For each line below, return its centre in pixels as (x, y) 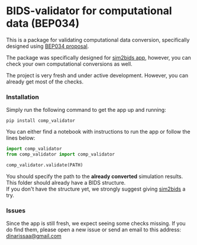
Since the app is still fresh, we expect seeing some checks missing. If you (96, 224)
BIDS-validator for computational (89, 11)
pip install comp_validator (41, 121)
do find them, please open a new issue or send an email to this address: (94, 230)
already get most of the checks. (45, 82)
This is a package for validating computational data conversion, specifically (98, 40)
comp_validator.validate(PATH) (45, 165)
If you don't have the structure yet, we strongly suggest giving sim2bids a (96, 189)
